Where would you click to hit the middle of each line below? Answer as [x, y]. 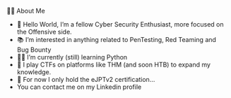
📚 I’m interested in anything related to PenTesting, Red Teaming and [117, 40]
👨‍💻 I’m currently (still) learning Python [72, 57]
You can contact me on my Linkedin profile [79, 87]
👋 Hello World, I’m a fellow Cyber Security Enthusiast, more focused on [120, 24]
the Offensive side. [44, 32]
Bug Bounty [34, 50]
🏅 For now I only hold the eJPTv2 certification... [86, 79]
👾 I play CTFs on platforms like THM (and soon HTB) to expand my [114, 64]
